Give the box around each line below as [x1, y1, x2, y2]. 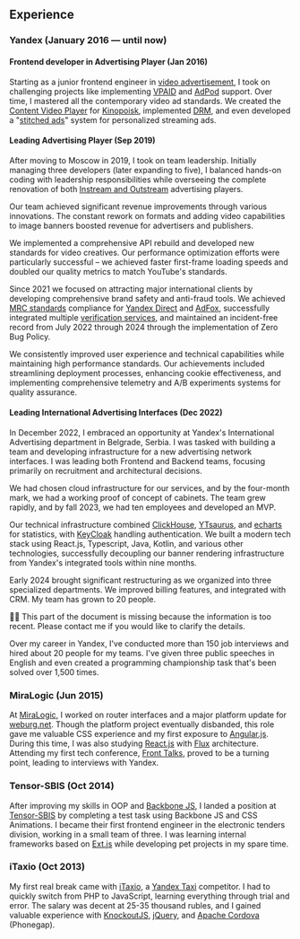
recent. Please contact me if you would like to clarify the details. [9, 620, 246, 631]
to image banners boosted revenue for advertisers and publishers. [9, 220, 253, 231]
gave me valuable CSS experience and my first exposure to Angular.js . [9, 729, 269, 740]
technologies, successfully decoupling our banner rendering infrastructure [9, 548, 285, 558]
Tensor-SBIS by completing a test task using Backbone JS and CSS [9, 810, 258, 821]
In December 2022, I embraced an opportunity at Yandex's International [9, 426, 275, 438]
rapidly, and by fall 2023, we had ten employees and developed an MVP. [9, 502, 277, 513]
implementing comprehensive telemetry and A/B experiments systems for [9, 377, 281, 388]
